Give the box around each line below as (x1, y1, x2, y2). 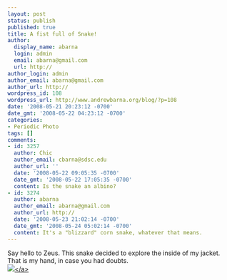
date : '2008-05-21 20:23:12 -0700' (7, 103, 113, 110)
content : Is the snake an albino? (14, 182, 116, 190)
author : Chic (14, 150, 53, 157)
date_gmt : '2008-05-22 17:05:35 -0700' (14, 176, 133, 183)
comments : (7, 136, 37, 143)
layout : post (7, 10, 46, 18)
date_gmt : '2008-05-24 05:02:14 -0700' (14, 222, 133, 229)
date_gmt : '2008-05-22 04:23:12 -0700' (7, 110, 126, 117)
